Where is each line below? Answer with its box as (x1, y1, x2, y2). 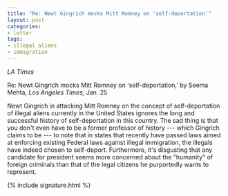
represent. (7, 167, 37, 176)
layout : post (7, 17, 45, 23)
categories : (7, 23, 41, 30)
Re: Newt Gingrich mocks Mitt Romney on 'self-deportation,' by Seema (7, 81, 209, 89)
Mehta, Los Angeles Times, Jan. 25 (7, 88, 108, 97)
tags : (7, 36, 23, 43)
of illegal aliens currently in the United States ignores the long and (7, 108, 195, 117)
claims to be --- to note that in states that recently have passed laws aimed (7, 130, 221, 139)
